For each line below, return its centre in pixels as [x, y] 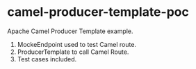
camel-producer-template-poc [98, 12]
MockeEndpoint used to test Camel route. [77, 44]
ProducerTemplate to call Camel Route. [73, 52]
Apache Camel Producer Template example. [70, 31]
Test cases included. [47, 59]
